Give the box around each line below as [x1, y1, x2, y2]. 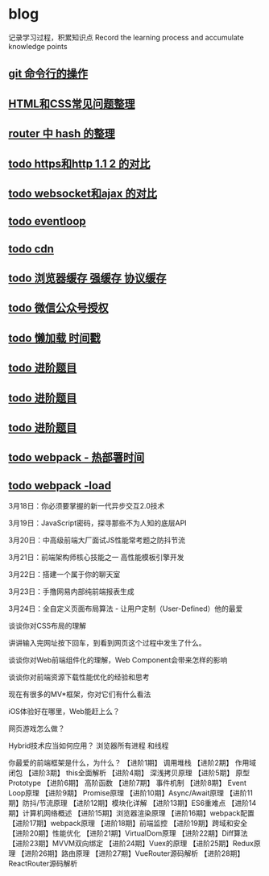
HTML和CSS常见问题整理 [8, 97, 135, 110]
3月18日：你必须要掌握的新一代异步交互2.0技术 [8, 501, 165, 511]
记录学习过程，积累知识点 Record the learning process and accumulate [8, 32, 244, 42]
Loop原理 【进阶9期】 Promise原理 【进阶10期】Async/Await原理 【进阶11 [8, 788, 254, 798]
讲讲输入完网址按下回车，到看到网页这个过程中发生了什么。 [8, 638, 206, 648]
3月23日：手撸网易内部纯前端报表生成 [8, 587, 134, 596]
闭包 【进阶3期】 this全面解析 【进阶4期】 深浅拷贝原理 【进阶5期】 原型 [8, 768, 250, 778]
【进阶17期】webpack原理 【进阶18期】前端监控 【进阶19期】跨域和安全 [8, 819, 248, 828]
